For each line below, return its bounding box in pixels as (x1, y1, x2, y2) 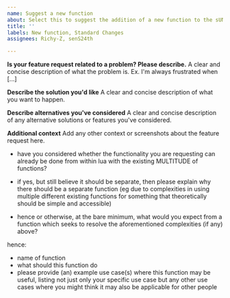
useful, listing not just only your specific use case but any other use (16, 275, 208, 284)
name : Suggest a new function (7, 10, 94, 17)
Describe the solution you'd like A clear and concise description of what (7, 88, 214, 97)
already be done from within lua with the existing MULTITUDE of (16, 157, 199, 165)
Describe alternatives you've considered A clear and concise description (7, 109, 217, 117)
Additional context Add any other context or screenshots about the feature (7, 129, 220, 138)
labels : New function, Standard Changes (7, 29, 125, 36)
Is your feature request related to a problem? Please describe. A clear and (7, 60, 220, 69)
